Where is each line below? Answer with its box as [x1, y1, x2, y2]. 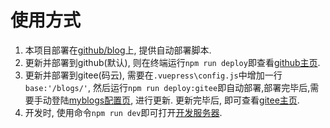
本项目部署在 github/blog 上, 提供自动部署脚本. [24, 44, 212, 56]
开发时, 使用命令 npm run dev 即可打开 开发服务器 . [24, 106, 223, 118]
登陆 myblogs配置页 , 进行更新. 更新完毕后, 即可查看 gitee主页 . [51, 94, 300, 106]
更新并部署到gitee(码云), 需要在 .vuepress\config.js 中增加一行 [24, 69, 283, 81]
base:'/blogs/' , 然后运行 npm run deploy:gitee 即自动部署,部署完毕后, [24, 81, 311, 93]
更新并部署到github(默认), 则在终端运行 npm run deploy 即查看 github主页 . [24, 56, 321, 68]
